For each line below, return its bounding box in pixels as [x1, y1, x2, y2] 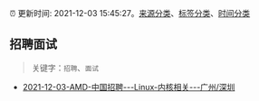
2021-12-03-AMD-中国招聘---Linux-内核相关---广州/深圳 [22, 81, 235, 92]
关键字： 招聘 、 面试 [31, 62, 100, 73]
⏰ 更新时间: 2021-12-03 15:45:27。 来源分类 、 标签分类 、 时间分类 [9, 8, 251, 18]
